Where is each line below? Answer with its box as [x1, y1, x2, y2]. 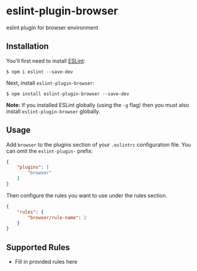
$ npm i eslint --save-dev [6, 69, 73, 75]
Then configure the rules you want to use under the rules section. [6, 191, 168, 199]
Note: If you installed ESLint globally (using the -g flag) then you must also [6, 101, 189, 108]
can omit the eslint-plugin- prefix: [6, 147, 93, 154]
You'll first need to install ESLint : [6, 57, 85, 64]
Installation [6, 41, 49, 51]
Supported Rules [6, 242, 70, 252]
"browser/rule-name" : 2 [27, 214, 87, 221]
